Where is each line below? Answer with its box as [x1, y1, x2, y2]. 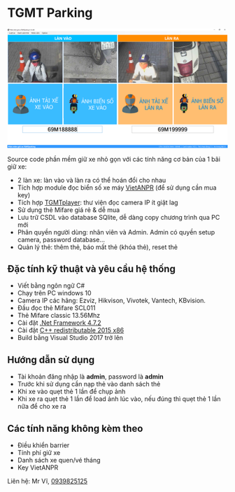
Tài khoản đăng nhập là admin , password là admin [17, 372, 164, 381]
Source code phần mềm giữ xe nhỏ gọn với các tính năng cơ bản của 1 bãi [7, 155, 220, 163]
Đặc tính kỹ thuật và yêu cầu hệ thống [7, 263, 176, 274]
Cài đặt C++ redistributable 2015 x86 [17, 326, 124, 335]
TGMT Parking [7, 5, 93, 21]
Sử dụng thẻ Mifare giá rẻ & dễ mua [17, 205, 120, 214]
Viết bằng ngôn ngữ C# [17, 281, 85, 290]
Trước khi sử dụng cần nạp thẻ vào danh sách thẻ [17, 380, 161, 388]
